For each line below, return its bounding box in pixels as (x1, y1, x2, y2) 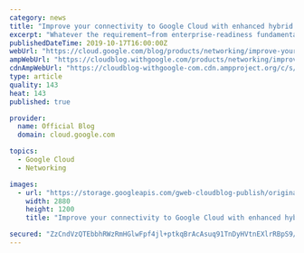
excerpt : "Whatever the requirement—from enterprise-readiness (9, 30, 253, 39)
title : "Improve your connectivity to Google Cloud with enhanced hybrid (9, 22, 294, 31)
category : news (9, 13, 67, 23)
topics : (9, 146, 39, 156)
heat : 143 (9, 89, 47, 98)
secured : (9, 230, 43, 239)
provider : (9, 114, 47, 123)
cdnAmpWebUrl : (9, 64, 63, 73)
